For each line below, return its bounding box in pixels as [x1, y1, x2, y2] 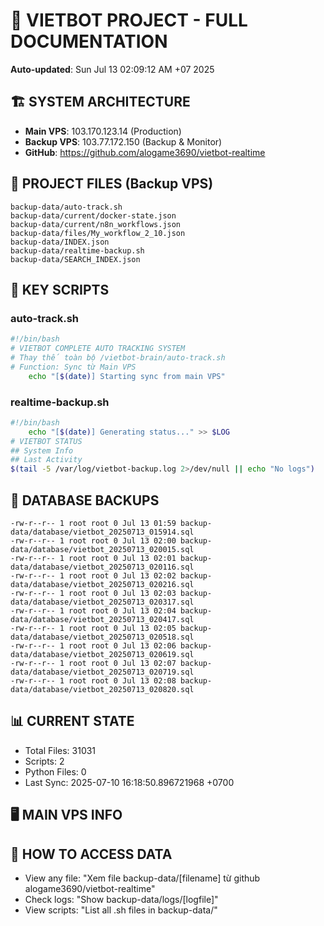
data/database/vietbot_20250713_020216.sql [10, 579, 195, 589]
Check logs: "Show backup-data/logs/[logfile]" [24, 894, 219, 905]
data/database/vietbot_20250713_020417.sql [10, 614, 195, 624]
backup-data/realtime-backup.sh [10, 245, 145, 256]
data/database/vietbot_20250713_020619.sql [10, 649, 195, 659]
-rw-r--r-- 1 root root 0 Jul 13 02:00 [10, 535, 177, 546]
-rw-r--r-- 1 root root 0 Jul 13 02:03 [10, 588, 177, 598]
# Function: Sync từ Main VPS [10, 362, 137, 372]
